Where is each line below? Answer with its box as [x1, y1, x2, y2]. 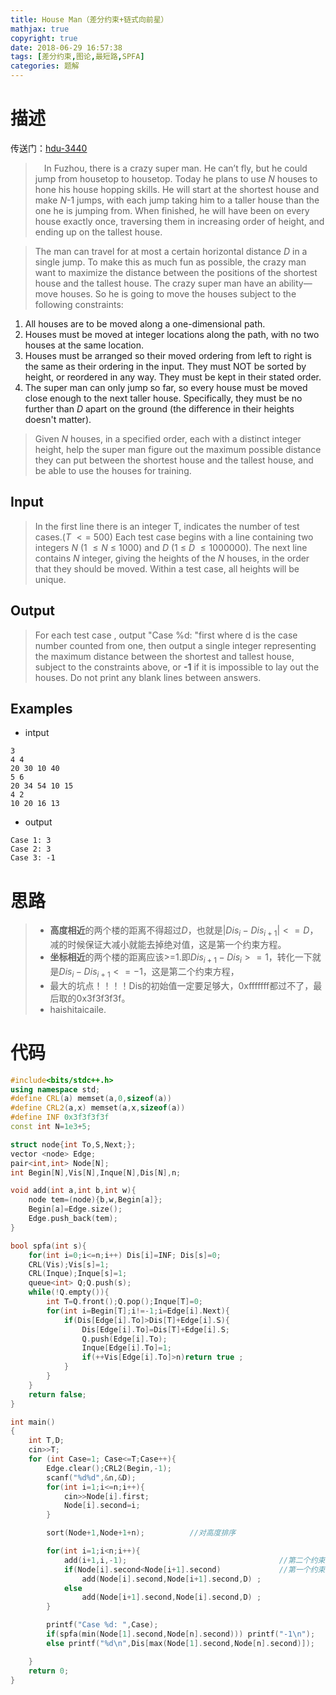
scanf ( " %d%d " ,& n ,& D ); [46, 1472, 137, 1483]
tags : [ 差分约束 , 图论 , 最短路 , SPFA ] [10, 52, 145, 62]
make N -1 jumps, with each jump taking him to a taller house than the [34, 194, 320, 206]
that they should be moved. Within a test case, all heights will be [34, 562, 300, 575]
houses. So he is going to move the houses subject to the [59, 287, 297, 300]
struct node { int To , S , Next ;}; [10, 1139, 137, 1150]
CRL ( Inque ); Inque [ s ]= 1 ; [28, 1269, 128, 1279]
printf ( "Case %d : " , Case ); [46, 1620, 159, 1630]
